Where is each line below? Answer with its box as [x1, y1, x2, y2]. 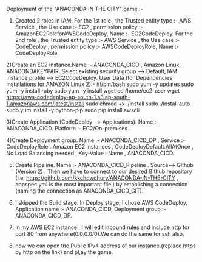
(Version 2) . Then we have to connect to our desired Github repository [15, 168, 192, 175]
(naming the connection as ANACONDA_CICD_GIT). [15, 187, 144, 194]
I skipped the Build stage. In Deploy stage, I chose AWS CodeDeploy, [15, 199, 188, 206]
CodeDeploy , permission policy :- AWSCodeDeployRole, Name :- [15, 43, 179, 50]
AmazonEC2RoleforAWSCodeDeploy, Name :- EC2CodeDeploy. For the [15, 30, 193, 37]
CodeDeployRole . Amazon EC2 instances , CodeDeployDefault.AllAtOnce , [6, 143, 194, 150]
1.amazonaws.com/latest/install [6, 100, 85, 107]
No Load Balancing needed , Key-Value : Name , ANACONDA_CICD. [6, 149, 175, 157]
